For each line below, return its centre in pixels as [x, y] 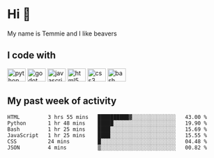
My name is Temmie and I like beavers [62, 33]
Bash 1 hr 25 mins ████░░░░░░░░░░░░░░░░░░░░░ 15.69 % [107, 129]
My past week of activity [62, 101]
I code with [32, 55]
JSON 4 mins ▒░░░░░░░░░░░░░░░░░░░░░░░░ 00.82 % [107, 148]
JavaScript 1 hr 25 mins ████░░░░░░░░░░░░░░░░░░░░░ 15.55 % [107, 135]
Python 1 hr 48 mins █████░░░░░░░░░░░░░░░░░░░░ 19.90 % [107, 123]
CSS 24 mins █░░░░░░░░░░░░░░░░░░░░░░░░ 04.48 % [107, 141]
